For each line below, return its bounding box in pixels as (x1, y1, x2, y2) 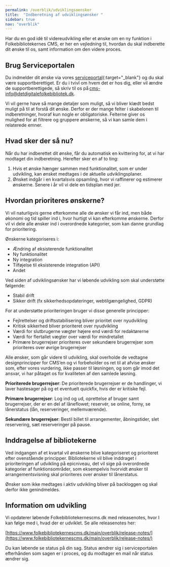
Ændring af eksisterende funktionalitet (12, 246, 93, 252)
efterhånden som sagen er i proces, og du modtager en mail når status (5, 550, 153, 556)
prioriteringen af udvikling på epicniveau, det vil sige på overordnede (5, 460, 150, 466)
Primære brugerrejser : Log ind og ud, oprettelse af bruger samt (5, 395, 139, 402)
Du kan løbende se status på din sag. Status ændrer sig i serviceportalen (5, 545, 158, 551)
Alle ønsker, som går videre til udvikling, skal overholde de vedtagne (5, 354, 148, 360)
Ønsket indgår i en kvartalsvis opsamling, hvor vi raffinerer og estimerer (12, 176, 163, 182)
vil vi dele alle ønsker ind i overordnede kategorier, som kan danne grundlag (5, 220, 164, 226)
